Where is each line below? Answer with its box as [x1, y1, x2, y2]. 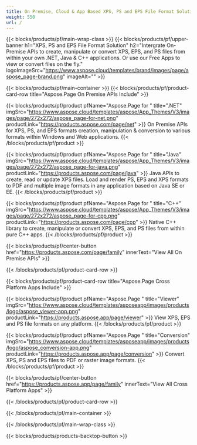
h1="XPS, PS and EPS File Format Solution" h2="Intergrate [24, 42, 166, 49]
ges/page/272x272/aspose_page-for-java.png [6, 163, 118, 170]
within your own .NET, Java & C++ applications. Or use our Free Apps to [6, 54, 181, 62]
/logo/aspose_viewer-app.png [6, 308, 79, 315]
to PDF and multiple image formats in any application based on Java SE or [6, 182, 185, 189]
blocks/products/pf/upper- [124, 36, 189, 43]
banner [6, 42, 23, 49]
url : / [6, 19, 22, 25]
